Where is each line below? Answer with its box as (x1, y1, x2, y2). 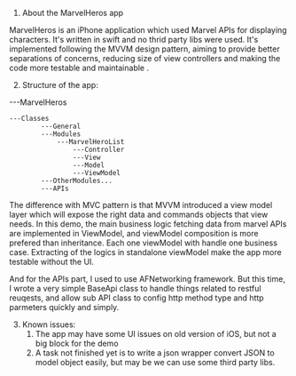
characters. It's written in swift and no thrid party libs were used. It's (9, 35, 259, 44)
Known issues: (21, 319, 76, 330)
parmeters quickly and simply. (9, 302, 120, 312)
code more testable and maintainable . (9, 62, 149, 73)
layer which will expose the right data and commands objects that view (9, 209, 269, 220)
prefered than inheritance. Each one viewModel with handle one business (9, 237, 277, 248)
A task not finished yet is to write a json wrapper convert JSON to (35, 348, 275, 358)
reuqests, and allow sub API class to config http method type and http (9, 292, 264, 303)
